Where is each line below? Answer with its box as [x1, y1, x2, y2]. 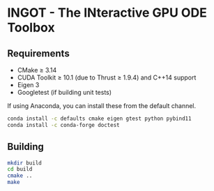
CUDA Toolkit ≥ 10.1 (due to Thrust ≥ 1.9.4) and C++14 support [17, 73, 197, 82]
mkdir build [7, 159, 42, 167]
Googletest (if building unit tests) [17, 89, 112, 96]
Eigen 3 [17, 81, 40, 89]
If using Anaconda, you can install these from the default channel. [7, 102, 197, 109]
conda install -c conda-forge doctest [7, 121, 120, 128]
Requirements [7, 47, 70, 59]
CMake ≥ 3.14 [17, 66, 57, 74]
